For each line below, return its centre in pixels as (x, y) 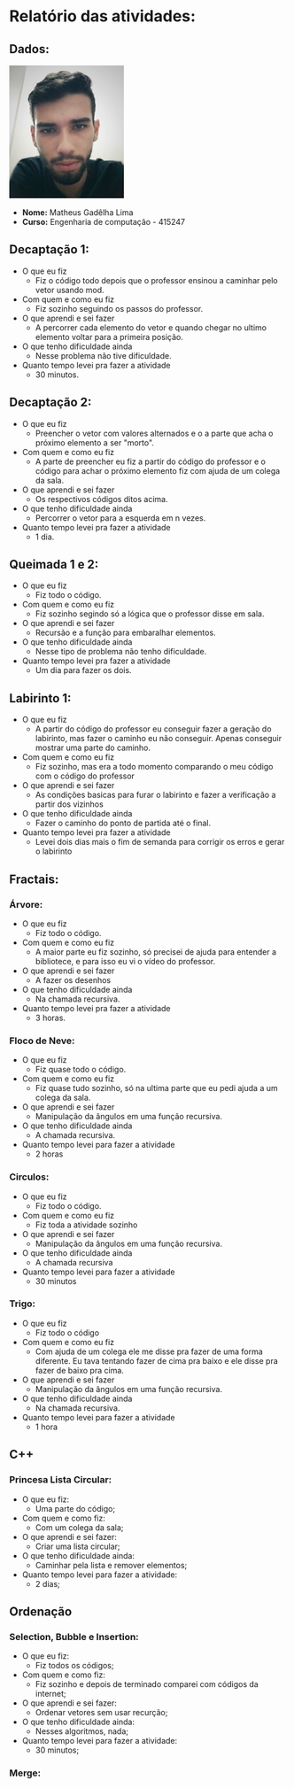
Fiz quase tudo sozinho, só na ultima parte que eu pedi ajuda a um (157, 1088)
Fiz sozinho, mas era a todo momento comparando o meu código (154, 767)
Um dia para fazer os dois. (83, 670)
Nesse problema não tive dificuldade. (103, 355)
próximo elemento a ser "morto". (95, 442)
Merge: (25, 1773)
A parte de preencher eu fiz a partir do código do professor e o (150, 461)
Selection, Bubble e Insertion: (74, 1637)
